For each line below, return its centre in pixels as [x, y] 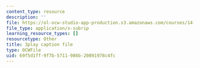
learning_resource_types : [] [42, 34]
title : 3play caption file [40, 45]
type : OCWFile [24, 50]
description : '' [26, 17]
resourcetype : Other [32, 39]
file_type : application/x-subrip [48, 28]
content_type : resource [36, 12]
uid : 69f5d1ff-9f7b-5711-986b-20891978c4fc [61, 56]
